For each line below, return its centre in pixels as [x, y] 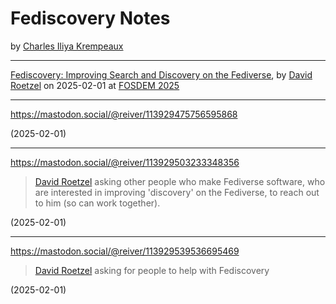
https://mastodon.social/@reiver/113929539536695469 [125, 251]
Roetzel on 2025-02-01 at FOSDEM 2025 [95, 85]
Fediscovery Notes [90, 18]
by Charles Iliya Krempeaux [67, 46]
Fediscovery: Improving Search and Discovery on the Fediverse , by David [161, 74]
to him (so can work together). [97, 203]
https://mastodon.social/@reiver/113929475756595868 [124, 114]
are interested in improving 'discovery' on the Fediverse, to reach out [177, 192]
